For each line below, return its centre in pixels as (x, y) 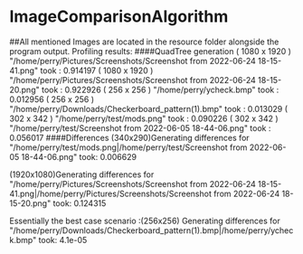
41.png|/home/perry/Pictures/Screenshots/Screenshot (111, 193)
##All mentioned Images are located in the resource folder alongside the (144, 42)
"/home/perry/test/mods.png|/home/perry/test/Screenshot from (128, 147)
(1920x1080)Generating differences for (82, 174)
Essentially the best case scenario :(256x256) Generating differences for (145, 221)
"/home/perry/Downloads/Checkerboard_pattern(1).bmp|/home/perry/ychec (151, 230)
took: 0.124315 (80, 203)
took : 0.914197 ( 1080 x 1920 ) (97, 71)
